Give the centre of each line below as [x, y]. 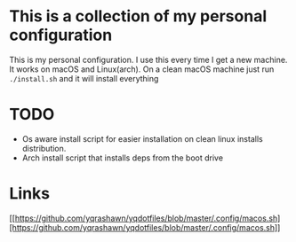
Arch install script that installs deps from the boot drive [123, 158]
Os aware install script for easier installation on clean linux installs [143, 138]
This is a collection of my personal [138, 16]
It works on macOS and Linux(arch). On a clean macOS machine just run [142, 69]
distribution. [44, 148]
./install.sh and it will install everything [84, 78]
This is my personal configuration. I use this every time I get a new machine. [148, 59]
